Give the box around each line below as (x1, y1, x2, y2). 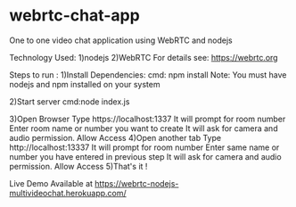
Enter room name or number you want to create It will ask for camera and (9, 122, 278, 134)
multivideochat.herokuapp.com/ (9, 187, 127, 198)
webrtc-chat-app (9, 5, 140, 26)
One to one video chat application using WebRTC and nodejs (9, 35, 234, 46)
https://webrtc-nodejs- (95, 178, 179, 188)
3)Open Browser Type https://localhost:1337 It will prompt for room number (9, 113, 286, 124)
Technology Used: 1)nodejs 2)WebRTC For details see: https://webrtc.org (9, 52, 278, 62)
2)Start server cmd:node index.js (9, 95, 130, 107)
